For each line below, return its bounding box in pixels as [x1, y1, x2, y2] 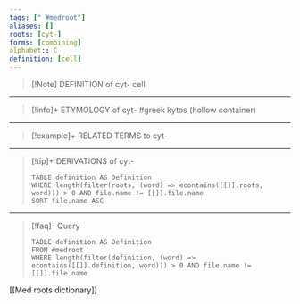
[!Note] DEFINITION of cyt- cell [30, 79, 146, 89]
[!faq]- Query [30, 220, 80, 231]
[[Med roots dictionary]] [9, 284, 98, 295]
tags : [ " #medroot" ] [9, 12, 87, 22]
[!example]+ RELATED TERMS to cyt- [30, 130, 168, 141]
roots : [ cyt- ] [9, 29, 62, 38]
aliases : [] [9, 21, 54, 30]
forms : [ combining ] [9, 37, 82, 47]
